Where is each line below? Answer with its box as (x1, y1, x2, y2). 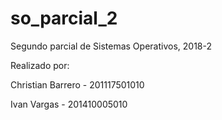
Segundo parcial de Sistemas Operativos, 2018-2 (10, 40, 212, 52)
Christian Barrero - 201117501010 (10, 78, 145, 91)
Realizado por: (10, 59, 70, 71)
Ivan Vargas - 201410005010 (10, 98, 128, 110)
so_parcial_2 (10, 7, 118, 30)
